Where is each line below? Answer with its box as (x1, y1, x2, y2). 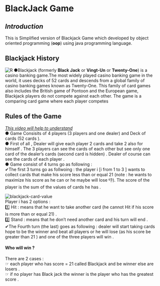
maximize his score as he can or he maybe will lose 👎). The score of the (5, 177, 150, 183)
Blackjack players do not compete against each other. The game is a (5, 93, 142, 99)
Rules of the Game (5, 112, 62, 120)
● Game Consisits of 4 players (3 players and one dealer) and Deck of (5, 130, 146, 136)
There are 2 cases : (5, 255, 44, 261)
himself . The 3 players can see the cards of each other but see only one (5, 146, 150, 151)
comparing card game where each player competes (5, 98, 109, 104)
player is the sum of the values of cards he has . (5, 184, 101, 190)
